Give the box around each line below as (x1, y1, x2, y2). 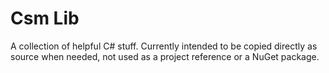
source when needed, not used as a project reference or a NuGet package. (10, 50, 320, 62)
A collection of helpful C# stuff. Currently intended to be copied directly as (10, 40, 318, 52)
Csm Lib (10, 7, 80, 30)
